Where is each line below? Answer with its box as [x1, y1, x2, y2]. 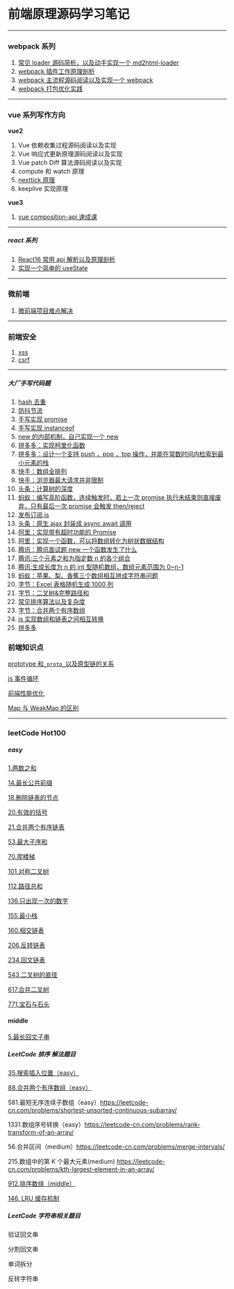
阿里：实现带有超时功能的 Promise [17, 528, 117, 536]
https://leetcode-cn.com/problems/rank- [84, 1120, 201, 1129]
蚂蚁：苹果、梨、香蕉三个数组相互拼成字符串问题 [17, 571, 158, 580]
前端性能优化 [8, 689, 44, 698]
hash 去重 [17, 397, 47, 407]
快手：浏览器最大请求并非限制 [17, 476, 103, 484]
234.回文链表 [8, 956, 46, 964]
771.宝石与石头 [8, 1000, 50, 1008]
